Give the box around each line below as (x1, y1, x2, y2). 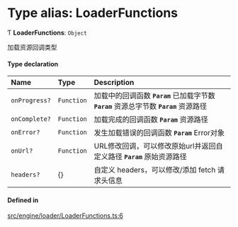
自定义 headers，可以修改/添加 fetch (93, 165, 216, 175)
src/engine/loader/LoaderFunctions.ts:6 (7, 211, 124, 220)
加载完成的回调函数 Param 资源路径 (93, 115, 209, 124)
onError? (11, 129, 40, 136)
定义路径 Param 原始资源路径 (93, 152, 188, 162)
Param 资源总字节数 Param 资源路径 (93, 101, 208, 111)
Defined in (7, 196, 39, 204)
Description (93, 78, 135, 88)
